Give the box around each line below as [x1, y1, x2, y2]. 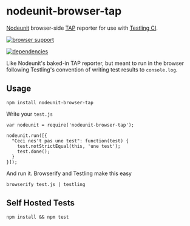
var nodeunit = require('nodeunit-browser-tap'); [6, 122, 135, 128]
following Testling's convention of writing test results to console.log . [6, 65, 178, 73]
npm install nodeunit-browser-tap [6, 99, 94, 105]
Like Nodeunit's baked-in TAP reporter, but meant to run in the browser [6, 59, 184, 67]
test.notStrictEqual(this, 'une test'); [17, 143, 121, 149]
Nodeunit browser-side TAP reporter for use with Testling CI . [6, 24, 158, 32]
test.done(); [17, 148, 50, 155]
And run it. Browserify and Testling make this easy [6, 170, 132, 177]
